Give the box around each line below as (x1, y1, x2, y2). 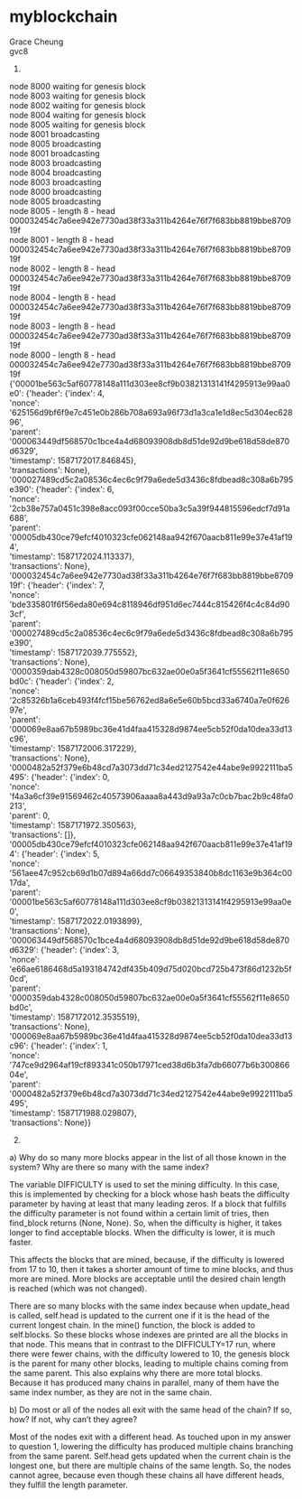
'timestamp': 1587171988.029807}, (9, 1107, 137, 1118)
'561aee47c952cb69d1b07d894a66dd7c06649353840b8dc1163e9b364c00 (9, 867, 293, 878)
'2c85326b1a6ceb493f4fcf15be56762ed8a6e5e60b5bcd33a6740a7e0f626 (9, 694, 290, 705)
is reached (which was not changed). (9, 1282, 148, 1293)
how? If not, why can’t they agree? (9, 1413, 138, 1424)
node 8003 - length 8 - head (9, 321, 115, 331)
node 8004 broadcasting (9, 167, 102, 178)
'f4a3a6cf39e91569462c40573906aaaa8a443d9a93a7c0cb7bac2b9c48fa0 (9, 790, 294, 801)
